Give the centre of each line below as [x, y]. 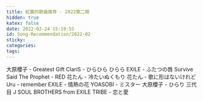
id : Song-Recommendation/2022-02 [48, 34]
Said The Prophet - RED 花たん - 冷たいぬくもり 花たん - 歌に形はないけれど [101, 77]
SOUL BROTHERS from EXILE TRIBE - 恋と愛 [73, 92]
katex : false [23, 23]
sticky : [16, 40]
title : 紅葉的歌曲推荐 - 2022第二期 [48, 12]
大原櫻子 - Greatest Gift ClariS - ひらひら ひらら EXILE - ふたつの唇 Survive [100, 69]
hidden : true [23, 18]
